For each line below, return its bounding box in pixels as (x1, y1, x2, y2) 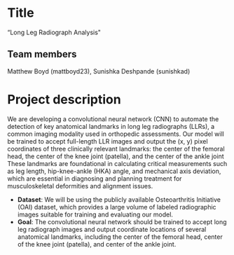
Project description (7, 91, 121, 107)
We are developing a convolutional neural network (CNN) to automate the (7, 114, 219, 123)
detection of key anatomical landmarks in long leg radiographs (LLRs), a (7, 122, 215, 130)
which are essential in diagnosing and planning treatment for (7, 174, 182, 183)
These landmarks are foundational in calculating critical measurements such (7, 159, 228, 167)
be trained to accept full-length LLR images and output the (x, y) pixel (7, 137, 208, 145)
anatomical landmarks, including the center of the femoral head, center (17, 233, 223, 241)
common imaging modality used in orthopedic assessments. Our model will (7, 130, 224, 138)
